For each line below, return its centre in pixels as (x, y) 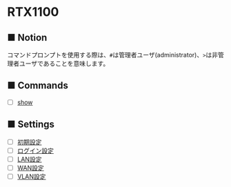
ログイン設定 (35, 150)
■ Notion (27, 38)
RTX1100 (33, 12)
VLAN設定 (31, 176)
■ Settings (31, 125)
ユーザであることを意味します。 (64, 63)
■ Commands (38, 86)
